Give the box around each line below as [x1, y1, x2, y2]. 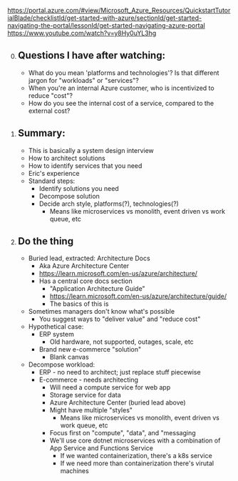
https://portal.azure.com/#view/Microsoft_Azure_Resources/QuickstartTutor [7, 6, 231, 14]
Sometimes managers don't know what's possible [28, 307, 175, 316]
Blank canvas [49, 353, 89, 362]
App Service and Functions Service [49, 444, 153, 452]
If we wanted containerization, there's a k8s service [60, 452, 212, 460]
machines [60, 467, 89, 475]
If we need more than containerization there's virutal [60, 459, 214, 467]
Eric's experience [28, 169, 80, 177]
